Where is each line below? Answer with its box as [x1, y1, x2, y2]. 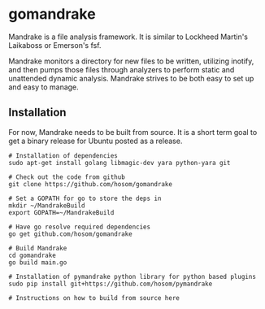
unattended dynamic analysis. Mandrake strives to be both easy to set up [8, 73, 254, 83]
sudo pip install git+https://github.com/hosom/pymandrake [8, 280, 213, 288]
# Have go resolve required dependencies [8, 223, 151, 231]
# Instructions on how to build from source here [8, 294, 180, 302]
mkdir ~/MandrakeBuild [8, 201, 85, 210]
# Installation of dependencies [8, 151, 118, 159]
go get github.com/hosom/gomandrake [8, 229, 132, 238]
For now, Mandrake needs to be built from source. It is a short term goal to [8, 127, 258, 137]
